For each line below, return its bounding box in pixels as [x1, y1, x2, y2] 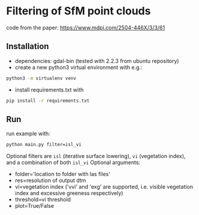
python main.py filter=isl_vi [6, 142, 82, 148]
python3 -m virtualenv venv [6, 75, 77, 81]
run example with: [6, 130, 51, 137]
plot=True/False [14, 202, 55, 210]
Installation [6, 41, 49, 52]
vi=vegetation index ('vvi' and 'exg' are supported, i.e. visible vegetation [14, 183, 194, 190]
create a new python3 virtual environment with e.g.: [14, 63, 143, 71]
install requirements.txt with [14, 86, 84, 93]
